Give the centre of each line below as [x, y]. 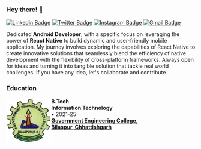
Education [22, 88]
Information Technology [82, 108]
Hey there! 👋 [25, 10]
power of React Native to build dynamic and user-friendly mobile [87, 41]
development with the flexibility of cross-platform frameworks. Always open [100, 60]
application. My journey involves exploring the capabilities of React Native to [101, 47]
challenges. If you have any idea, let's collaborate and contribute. [87, 73]
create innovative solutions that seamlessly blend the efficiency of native [96, 53]
